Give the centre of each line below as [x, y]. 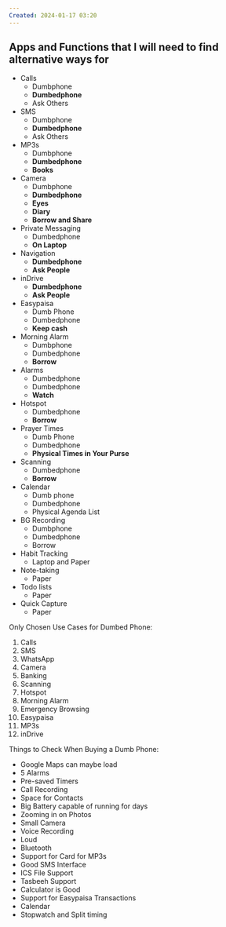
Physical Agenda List [66, 512]
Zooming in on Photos [56, 815]
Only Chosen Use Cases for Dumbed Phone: [81, 627]
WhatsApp [37, 659]
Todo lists [36, 587]
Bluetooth [36, 848]
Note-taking [40, 571]
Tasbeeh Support [48, 881]
